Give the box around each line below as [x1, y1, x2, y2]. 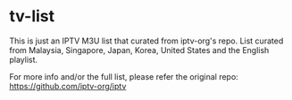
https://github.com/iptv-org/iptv [9, 81, 127, 91]
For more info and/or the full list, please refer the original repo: [9, 71, 238, 81]
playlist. [9, 54, 38, 65]
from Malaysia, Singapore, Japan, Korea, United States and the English [9, 44, 270, 55]
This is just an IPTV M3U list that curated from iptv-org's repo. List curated [9, 35, 284, 46]
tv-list [9, 6, 55, 27]
